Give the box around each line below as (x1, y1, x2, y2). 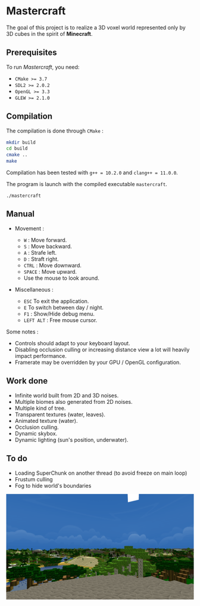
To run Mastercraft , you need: (6, 63, 80, 70)
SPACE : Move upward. (23, 268, 77, 275)
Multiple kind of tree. (14, 404, 66, 412)
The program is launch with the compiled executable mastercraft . (6, 181, 168, 188)
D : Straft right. (23, 255, 59, 262)
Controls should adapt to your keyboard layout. (14, 339, 130, 347)
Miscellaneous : (14, 286, 54, 293)
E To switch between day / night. (23, 304, 104, 311)
